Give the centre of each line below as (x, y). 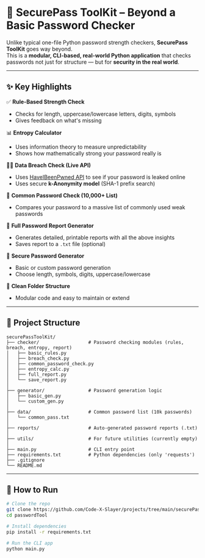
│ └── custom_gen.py (35, 401)
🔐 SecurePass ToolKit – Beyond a (91, 13)
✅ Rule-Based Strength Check (45, 102)
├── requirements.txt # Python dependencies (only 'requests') (101, 455)
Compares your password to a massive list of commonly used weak (100, 207)
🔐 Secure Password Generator (45, 256)
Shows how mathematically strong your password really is (88, 153)
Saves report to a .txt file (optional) (60, 244)
